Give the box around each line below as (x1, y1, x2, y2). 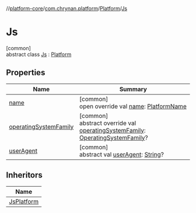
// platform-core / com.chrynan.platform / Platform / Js (6, 5, 127, 12)
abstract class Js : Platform (6, 51, 72, 58)
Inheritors (6, 170, 43, 180)
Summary (119, 85, 148, 93)
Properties (6, 68, 45, 78)
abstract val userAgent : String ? (79, 150, 164, 158)
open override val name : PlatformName (79, 102, 187, 110)
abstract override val (79, 119, 136, 127)
